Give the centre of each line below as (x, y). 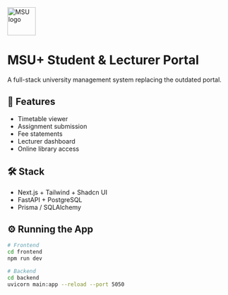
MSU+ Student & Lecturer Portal (103, 60)
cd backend (23, 277)
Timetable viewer (43, 118)
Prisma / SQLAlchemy (49, 207)
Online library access (48, 149)
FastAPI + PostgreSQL (50, 199)
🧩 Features (31, 102)
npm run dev (25, 259)
